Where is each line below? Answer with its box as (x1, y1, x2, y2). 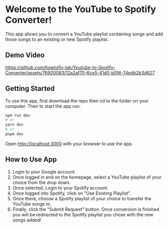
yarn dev (5, 122, 24, 127)
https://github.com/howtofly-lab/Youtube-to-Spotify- (5, 64, 116, 70)
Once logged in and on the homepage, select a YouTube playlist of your (12, 174, 161, 180)
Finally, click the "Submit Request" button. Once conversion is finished (12, 206, 159, 212)
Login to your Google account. (12, 168, 76, 175)
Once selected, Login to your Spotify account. (12, 185, 108, 191)
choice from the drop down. (12, 179, 71, 185)
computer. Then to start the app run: (5, 103, 81, 109)
